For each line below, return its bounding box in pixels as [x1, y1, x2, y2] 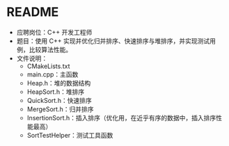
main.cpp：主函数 [26, 70, 79, 79]
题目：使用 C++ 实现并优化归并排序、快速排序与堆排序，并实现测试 [16, 36, 210, 45]
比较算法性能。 [29, 45, 72, 54]
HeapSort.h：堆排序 [26, 88, 85, 96]
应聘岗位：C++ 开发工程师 [16, 28, 93, 36]
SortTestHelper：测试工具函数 [26, 131, 113, 139]
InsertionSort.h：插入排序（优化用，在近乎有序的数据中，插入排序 [26, 113, 216, 122]
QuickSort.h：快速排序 [26, 96, 92, 104]
